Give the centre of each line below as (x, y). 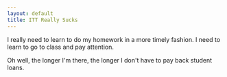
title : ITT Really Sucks (43, 20)
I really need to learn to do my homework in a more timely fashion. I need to (114, 39)
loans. (16, 67)
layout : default (30, 13)
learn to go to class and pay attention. (61, 47)
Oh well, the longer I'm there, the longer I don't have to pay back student (110, 60)
